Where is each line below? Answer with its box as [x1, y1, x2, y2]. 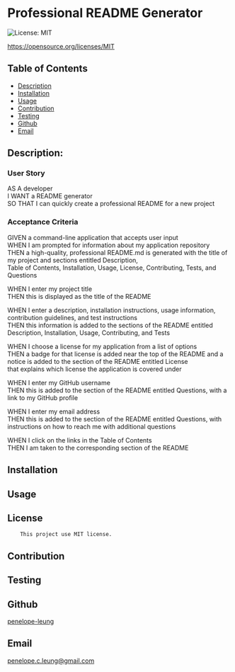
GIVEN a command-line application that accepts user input [7, 233, 178, 241]
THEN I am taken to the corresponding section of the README [7, 443, 189, 452]
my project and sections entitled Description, [7, 256, 138, 264]
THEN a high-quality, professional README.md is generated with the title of [7, 248, 228, 256]
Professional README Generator [7, 5, 203, 21]
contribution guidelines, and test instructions [7, 313, 138, 321]
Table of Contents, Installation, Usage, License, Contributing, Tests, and [7, 263, 217, 272]
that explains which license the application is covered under [7, 365, 182, 373]
